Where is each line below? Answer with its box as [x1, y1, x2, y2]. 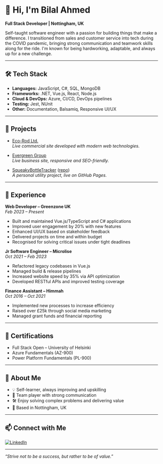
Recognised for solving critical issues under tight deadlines [12, 239, 130, 245]
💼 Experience [5, 191, 46, 199]
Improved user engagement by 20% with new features [12, 224, 121, 230]
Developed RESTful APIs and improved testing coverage [12, 279, 125, 285]
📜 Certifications [5, 331, 54, 340]
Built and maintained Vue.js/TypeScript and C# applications [12, 218, 131, 224]
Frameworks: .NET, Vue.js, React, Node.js [12, 90, 97, 97]
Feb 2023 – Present [5, 209, 45, 215]
